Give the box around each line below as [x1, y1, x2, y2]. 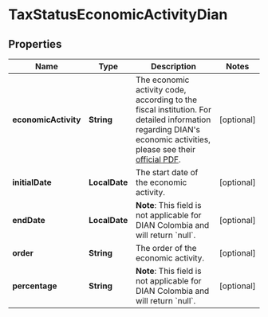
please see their [135, 144, 195, 155]
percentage [12, 280, 57, 292]
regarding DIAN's [135, 124, 201, 135]
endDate [12, 215, 45, 225]
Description [151, 61, 197, 72]
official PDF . [135, 154, 181, 165]
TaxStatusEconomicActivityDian [8, 6, 228, 24]
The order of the [135, 243, 197, 253]
